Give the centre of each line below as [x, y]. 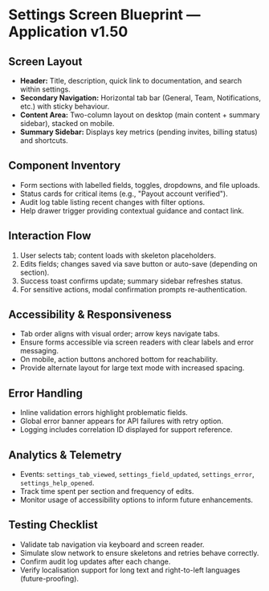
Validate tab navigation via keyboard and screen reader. [112, 544]
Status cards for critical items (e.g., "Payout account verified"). [124, 194]
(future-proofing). [49, 578]
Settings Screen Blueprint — [104, 15]
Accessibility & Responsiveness [90, 315]
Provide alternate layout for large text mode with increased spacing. [132, 368]
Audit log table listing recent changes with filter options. [112, 202]
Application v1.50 [68, 32]
